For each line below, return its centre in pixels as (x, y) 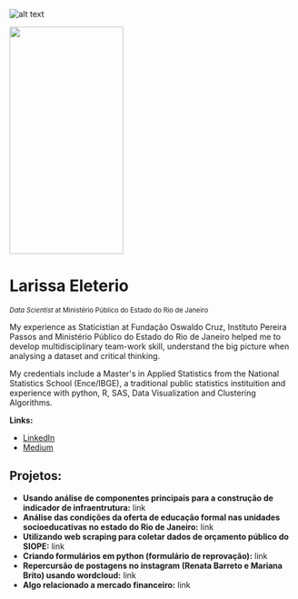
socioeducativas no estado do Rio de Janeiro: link (118, 526)
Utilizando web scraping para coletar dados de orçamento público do (155, 536)
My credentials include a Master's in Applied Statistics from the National (144, 374)
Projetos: (35, 476)
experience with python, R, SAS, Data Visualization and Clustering (133, 393)
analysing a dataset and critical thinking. (85, 355)
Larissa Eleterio (69, 286)
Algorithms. (31, 402)
